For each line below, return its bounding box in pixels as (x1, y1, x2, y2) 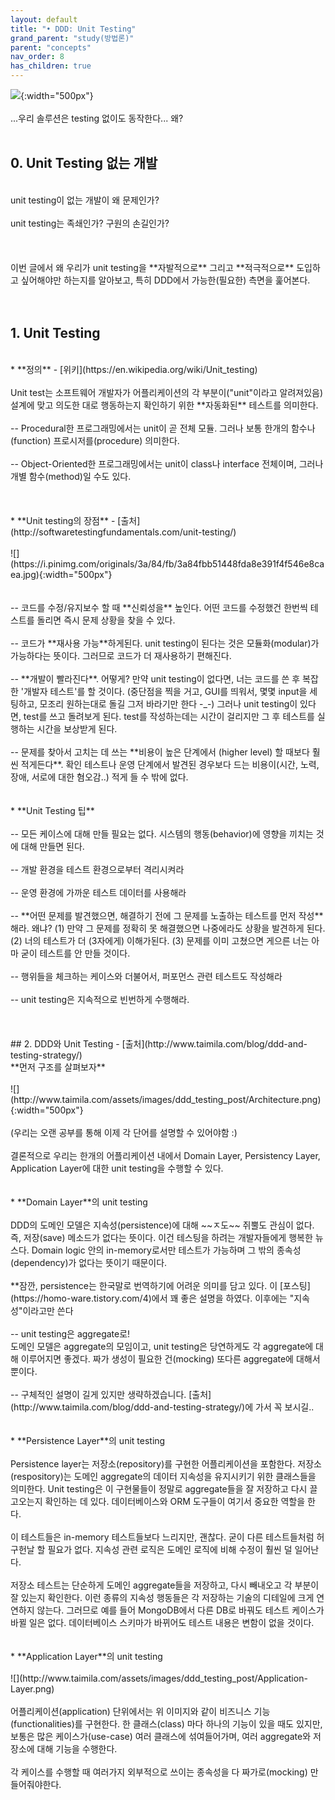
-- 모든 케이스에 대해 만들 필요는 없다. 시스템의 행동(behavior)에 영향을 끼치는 (10, 827, 314, 840)
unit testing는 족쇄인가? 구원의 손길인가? (10, 217, 170, 229)
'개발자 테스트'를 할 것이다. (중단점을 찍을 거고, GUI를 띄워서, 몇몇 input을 (20, 685, 308, 697)
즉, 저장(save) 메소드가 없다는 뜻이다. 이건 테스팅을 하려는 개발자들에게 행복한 (10, 1231, 313, 1243)
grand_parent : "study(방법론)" (10, 33, 135, 43)
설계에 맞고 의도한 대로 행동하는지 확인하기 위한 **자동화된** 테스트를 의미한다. (10, 399, 319, 411)
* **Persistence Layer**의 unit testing (10, 1434, 166, 1446)
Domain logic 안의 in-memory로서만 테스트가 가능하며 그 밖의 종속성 (31, 1244, 302, 1256)
